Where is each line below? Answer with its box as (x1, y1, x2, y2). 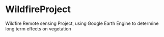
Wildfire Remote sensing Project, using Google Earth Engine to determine (5, 20, 159, 26)
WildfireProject (5, 4, 71, 15)
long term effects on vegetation (5, 25, 71, 31)
